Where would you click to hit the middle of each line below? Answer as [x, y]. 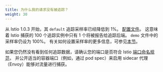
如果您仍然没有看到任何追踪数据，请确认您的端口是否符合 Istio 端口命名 [78, 52]
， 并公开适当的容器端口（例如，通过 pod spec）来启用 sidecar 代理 [79, 58]
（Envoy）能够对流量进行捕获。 [38, 64]
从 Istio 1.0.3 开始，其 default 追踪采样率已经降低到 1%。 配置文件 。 [75, 29]
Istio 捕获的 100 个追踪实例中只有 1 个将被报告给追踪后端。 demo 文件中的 [84, 35]
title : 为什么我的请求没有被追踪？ [37, 10]
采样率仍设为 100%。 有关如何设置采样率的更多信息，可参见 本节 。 [73, 41]
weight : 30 [16, 14]
